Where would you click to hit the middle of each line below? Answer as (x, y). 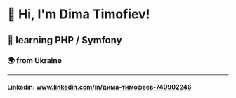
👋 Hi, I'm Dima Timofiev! (79, 14)
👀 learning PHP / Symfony (65, 40)
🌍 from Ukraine (34, 60)
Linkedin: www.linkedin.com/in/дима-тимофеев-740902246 (99, 87)
